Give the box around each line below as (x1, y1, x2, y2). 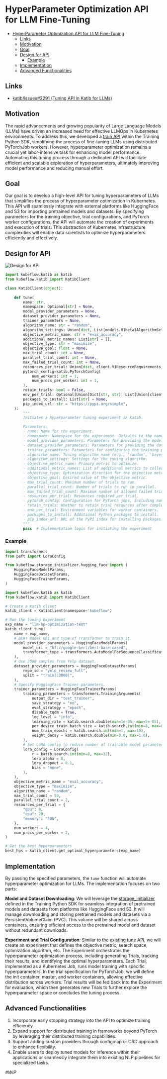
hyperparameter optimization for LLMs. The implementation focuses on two (5, 881, 160, 886)
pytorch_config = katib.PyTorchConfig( (23, 369, 101, 374)
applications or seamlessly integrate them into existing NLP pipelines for (12, 1054, 161, 1060)
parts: (5, 885, 17, 891)
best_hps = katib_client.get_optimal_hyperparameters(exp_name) (5, 848, 141, 854)
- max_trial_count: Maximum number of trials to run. (23, 480, 137, 485)
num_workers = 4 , (14, 825, 50, 830)
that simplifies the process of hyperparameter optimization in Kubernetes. (5, 198, 157, 204)
